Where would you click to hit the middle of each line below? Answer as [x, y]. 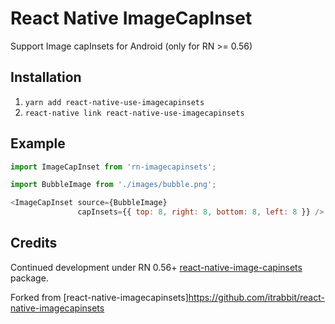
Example [38, 143]
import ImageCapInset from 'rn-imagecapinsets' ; [113, 167]
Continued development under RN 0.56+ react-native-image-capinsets [156, 267]
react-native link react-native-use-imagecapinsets [134, 113]
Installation [46, 77]
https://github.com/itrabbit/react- [256, 297]
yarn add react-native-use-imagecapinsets [114, 102]
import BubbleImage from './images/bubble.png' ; [113, 185]
